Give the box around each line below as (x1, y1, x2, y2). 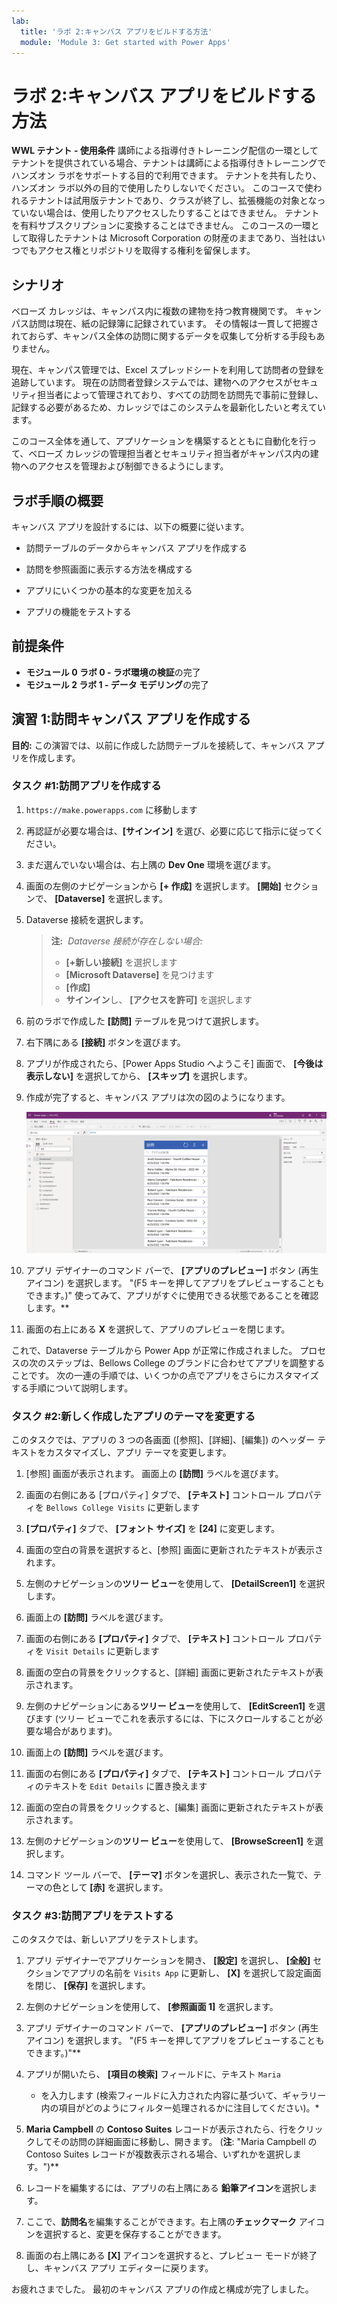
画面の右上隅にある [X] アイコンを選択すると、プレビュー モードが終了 (25, 2250, 318, 2262)
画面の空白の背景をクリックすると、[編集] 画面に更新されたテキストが (25, 1801, 315, 1814)
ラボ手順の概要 (11, 492, 104, 509)
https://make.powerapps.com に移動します (25, 803, 198, 815)
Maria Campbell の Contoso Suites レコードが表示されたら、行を (25, 2123, 298, 2135)
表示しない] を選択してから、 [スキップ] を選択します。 (25, 1070, 253, 1082)
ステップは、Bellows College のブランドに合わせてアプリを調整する (45, 1356, 326, 1369)
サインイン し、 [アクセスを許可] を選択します (65, 993, 253, 1005)
